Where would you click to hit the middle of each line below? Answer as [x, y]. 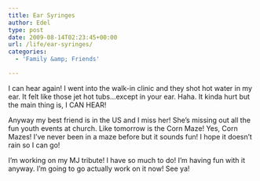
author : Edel [29, 23]
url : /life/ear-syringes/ [50, 45]
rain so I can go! [34, 145]
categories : [27, 52]
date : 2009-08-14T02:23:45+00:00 [63, 37]
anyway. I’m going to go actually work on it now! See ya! [99, 168]
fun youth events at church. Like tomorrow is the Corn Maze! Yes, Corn [123, 128]
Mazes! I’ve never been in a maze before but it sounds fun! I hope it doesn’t [130, 136]
